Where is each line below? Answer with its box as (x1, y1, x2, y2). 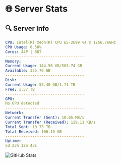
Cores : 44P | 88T (5, 49, 42, 55)
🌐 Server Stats (5, 3, 68, 15)
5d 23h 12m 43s (5, 143, 37, 148)
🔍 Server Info (5, 24, 49, 33)
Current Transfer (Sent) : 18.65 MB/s (5, 115, 85, 120)
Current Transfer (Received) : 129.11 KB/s (5, 120, 96, 125)
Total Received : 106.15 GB (5, 129, 62, 134)
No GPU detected (5, 101, 39, 106)
